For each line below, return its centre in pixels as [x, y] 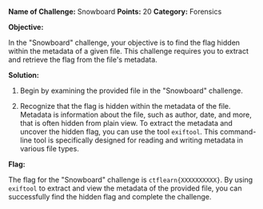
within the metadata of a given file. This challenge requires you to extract [129, 51]
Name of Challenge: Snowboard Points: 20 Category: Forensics [115, 12]
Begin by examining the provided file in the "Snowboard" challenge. [131, 90]
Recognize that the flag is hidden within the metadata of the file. [125, 106]
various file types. [50, 149]
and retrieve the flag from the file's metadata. [83, 60]
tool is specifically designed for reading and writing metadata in [138, 140]
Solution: [24, 75]
